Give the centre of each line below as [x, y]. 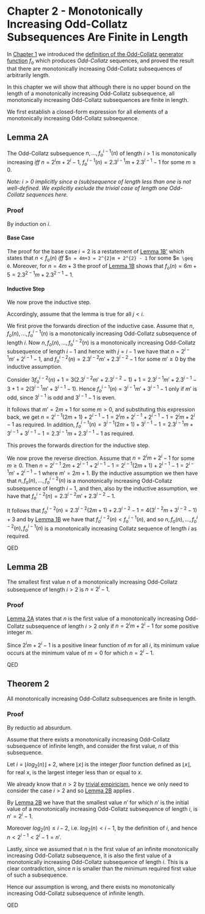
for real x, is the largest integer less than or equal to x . [75, 772]
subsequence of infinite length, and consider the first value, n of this [93, 745]
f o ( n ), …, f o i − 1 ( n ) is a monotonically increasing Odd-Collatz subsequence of [102, 333]
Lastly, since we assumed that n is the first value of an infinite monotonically [103, 849]
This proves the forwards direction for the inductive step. [78, 445]
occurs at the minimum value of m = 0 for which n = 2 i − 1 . [81, 652]
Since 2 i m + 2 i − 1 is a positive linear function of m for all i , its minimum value [103, 645]
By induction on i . [29, 223]
